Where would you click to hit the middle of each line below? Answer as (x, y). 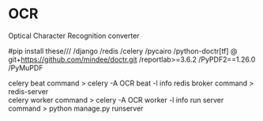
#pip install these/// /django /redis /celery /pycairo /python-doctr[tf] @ (123, 51)
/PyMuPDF (26, 67)
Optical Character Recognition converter (74, 36)
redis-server (28, 91)
